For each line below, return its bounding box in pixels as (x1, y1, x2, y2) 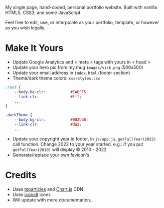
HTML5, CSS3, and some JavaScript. (5, 10, 82, 16)
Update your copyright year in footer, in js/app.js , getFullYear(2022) (12, 135, 156, 142)
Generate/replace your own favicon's (12, 152, 90, 158)
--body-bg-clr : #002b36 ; (14, 117, 89, 122)
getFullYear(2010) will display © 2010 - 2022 (12, 146, 107, 153)
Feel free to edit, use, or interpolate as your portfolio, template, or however (5, 20, 159, 25)
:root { (5, 85, 22, 90)
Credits (5, 170, 37, 181)
